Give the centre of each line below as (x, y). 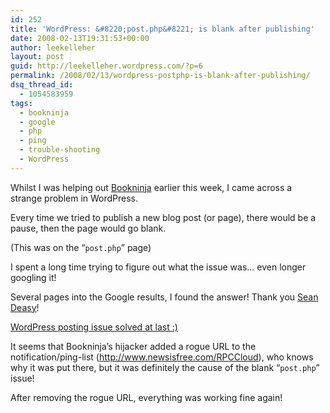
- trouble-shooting (60, 150)
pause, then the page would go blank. (88, 228)
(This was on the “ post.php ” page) (81, 247)
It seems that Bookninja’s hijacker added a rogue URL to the (133, 346)
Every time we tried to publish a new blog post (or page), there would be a (163, 217)
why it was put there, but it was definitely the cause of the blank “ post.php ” (165, 367)
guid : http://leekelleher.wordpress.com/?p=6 (106, 66)
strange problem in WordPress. (74, 198)
